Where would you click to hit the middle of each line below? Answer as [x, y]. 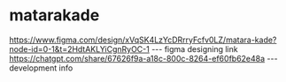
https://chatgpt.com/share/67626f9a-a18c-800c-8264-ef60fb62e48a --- [143, 58]
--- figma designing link [195, 48]
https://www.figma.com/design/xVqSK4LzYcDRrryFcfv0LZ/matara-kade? [143, 40]
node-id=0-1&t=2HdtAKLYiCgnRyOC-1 [80, 48]
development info [41, 68]
